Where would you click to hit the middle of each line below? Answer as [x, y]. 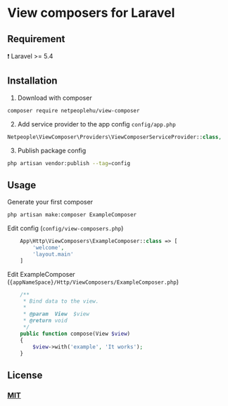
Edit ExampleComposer [41, 274]
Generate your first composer [50, 202]
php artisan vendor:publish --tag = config [69, 163]
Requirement [36, 39]
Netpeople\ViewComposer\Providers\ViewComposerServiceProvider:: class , [114, 137]
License [25, 375]
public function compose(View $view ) [75, 334]
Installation [32, 81]
